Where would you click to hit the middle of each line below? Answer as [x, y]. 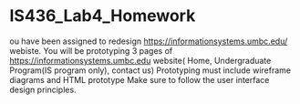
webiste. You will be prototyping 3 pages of [91, 50]
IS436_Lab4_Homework [103, 16]
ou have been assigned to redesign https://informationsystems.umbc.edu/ [149, 41]
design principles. [43, 89]
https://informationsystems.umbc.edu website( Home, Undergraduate [140, 60]
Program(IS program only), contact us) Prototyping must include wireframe [150, 70]
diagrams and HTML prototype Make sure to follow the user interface [140, 79]
